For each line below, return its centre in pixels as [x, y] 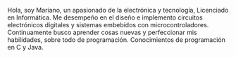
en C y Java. [25, 47]
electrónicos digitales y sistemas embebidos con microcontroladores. [108, 25]
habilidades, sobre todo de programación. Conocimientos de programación [116, 40]
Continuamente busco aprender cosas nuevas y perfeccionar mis [102, 32]
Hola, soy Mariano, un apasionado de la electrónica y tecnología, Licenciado [118, 10]
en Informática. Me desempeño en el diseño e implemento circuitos [105, 17]
